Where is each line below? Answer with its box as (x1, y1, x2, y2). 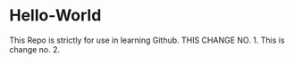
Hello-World (9, 5, 102, 26)
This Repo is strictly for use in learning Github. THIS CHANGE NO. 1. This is (9, 35, 285, 45)
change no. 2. (9, 44, 61, 54)
